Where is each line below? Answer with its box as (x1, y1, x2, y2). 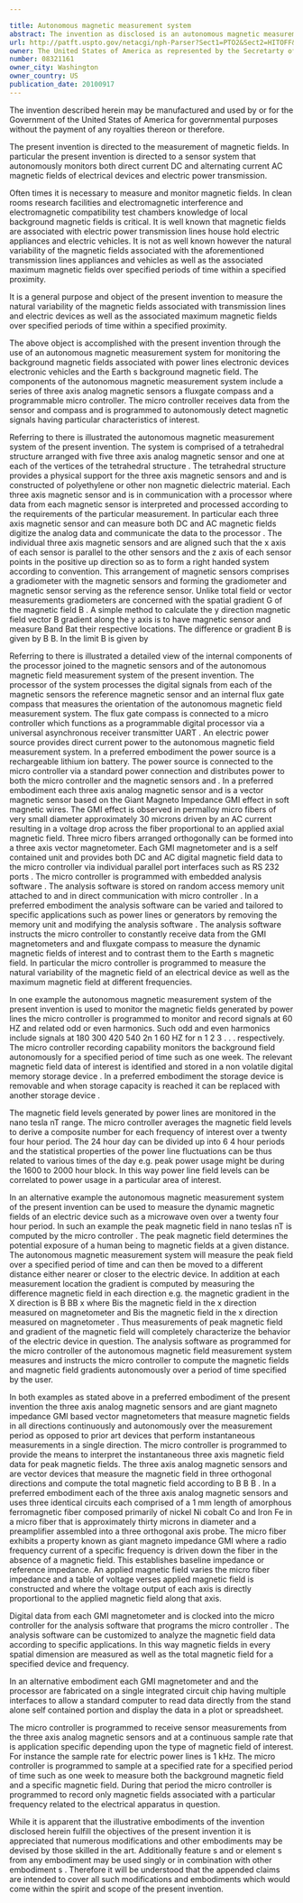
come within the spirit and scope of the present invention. (9, 1883, 224, 1894)
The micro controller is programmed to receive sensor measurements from (9, 1722, 287, 1732)
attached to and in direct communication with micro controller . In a (9, 890, 259, 901)
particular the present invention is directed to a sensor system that (9, 151, 257, 162)
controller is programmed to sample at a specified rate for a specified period (9, 1760, 293, 1771)
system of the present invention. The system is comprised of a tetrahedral (9, 441, 284, 452)
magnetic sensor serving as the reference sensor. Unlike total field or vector (9, 585, 292, 596)
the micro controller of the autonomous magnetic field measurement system (9, 1345, 292, 1356)
